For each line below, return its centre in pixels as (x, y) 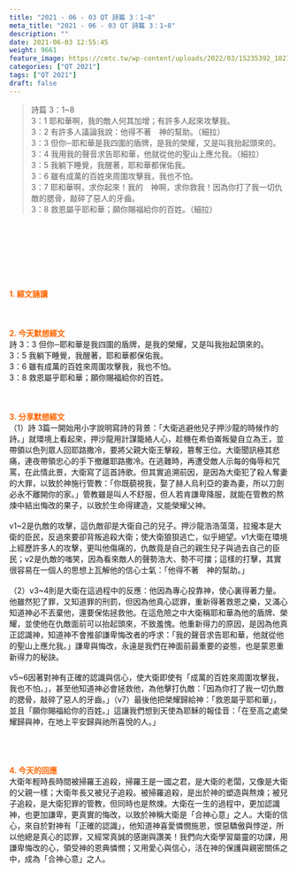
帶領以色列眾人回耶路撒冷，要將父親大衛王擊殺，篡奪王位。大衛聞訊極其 (141, 450)
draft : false (33, 83)
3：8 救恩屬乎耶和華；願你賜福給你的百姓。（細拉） (124, 209)
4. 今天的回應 (33, 770)
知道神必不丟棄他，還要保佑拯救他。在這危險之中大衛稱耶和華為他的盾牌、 (145, 613)
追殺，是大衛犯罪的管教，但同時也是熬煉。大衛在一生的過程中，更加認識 (148, 803)
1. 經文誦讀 (29, 294)
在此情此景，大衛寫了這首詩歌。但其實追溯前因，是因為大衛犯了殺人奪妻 (156, 472)
